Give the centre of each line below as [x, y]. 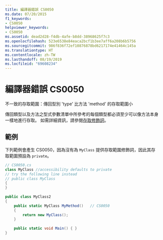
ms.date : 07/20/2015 [26, 14]
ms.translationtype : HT [29, 50]
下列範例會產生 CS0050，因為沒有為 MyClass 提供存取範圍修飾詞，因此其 [78, 149]
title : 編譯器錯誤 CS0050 [29, 9]
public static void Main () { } [45, 229]
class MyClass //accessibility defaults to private [58, 169]
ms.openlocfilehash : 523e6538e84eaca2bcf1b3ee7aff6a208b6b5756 [71, 41]
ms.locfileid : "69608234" [31, 64]
